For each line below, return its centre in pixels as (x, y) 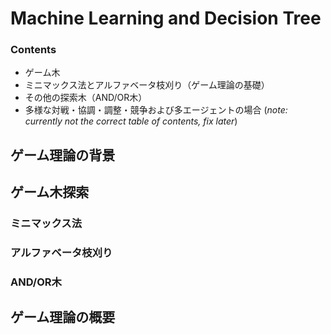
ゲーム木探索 (50, 192)
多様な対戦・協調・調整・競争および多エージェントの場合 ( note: (156, 110)
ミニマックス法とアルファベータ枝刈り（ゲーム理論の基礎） (147, 85)
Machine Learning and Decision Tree (166, 18)
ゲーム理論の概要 (63, 317)
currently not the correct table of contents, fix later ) (131, 121)
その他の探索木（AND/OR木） (86, 98)
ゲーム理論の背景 (63, 155)
